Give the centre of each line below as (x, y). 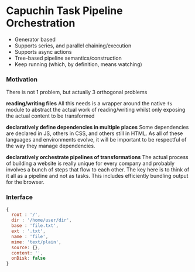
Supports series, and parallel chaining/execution (73, 46)
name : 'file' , (30, 236)
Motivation (22, 79)
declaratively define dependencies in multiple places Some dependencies (97, 128)
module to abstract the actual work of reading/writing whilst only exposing (96, 110)
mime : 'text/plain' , (36, 242)
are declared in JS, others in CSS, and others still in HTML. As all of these (95, 133)
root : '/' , (26, 215)
